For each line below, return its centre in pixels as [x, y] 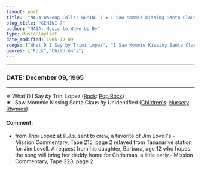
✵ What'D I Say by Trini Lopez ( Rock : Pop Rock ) [65, 96]
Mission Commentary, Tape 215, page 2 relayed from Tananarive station [103, 142]
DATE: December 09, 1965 [45, 77]
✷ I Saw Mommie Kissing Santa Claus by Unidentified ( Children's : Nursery [98, 103]
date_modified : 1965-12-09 [40, 40]
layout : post [22, 12]
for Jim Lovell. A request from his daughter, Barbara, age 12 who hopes [103, 149]
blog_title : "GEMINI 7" [36, 23]
